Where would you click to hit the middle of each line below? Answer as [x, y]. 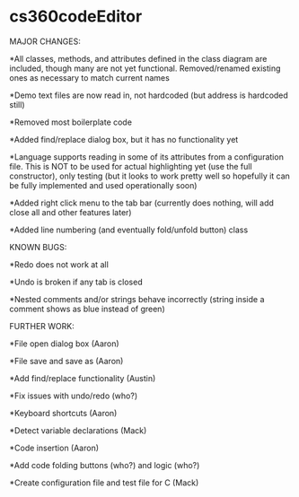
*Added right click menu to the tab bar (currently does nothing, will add [141, 203]
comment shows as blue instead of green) [87, 309]
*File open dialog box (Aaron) [64, 344]
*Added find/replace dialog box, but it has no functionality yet [124, 139]
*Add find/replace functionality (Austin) [83, 378]
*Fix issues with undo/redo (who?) [74, 396]
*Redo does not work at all [59, 264]
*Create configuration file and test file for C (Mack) [104, 483]
